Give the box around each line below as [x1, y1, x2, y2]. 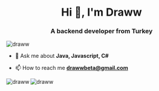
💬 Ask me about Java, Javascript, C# [15, 52, 109, 60]
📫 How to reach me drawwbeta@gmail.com [15, 64, 128, 72]
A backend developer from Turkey [50, 27, 153, 36]
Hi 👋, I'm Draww [61, 5, 142, 19]
